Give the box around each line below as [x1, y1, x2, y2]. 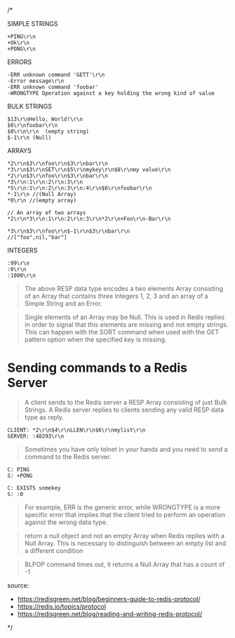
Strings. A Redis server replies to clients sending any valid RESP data [24, 405, 224, 414]
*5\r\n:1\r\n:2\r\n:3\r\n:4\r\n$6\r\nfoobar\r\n [7, 185, 152, 192]
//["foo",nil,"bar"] [7, 234, 68, 241]
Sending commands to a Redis [7, 360, 188, 376]
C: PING [7, 466, 30, 473]
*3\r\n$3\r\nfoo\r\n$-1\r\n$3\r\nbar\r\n [7, 228, 130, 235]
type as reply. [24, 412, 65, 421]
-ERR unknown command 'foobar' [7, 84, 99, 91]
